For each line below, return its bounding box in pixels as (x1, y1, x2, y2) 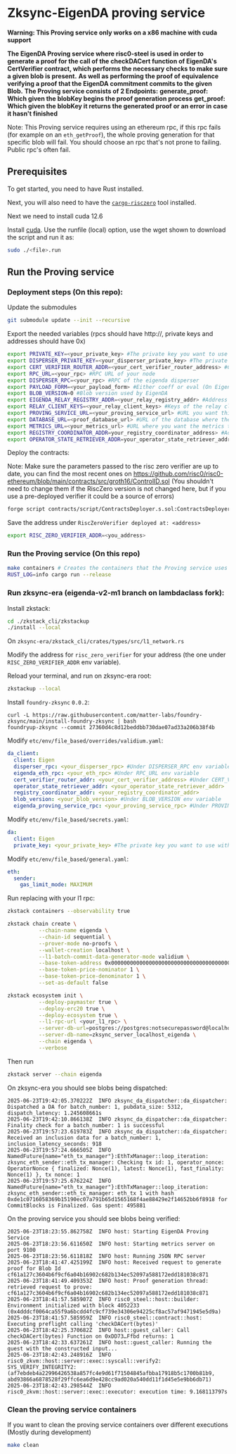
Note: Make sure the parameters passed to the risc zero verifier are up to (7, 462, 219, 471)
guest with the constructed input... (7, 1345, 118, 1352)
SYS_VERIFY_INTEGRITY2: (7, 1363, 77, 1371)
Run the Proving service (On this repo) (7, 549, 140, 559)
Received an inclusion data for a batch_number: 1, (7, 1134, 162, 1141)
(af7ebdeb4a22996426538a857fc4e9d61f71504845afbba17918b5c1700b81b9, (7, 1369, 216, 1377)
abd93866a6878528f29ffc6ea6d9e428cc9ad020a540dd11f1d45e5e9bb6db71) (7, 1376, 212, 1383)
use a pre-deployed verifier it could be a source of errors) (7, 492, 174, 501)
